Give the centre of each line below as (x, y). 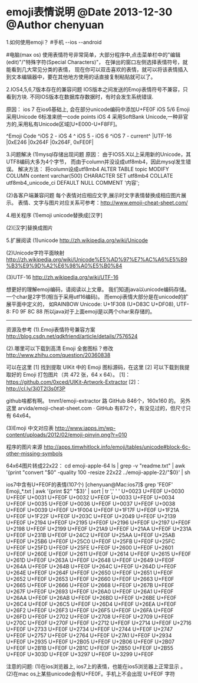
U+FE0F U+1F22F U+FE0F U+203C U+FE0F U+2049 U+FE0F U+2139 (91, 516)
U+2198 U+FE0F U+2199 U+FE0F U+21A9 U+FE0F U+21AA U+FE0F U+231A (99, 528)
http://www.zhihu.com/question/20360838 (58, 355)
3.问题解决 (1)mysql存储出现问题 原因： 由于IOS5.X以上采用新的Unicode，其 (99, 154)
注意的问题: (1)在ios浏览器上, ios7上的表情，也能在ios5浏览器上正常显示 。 (96, 666)
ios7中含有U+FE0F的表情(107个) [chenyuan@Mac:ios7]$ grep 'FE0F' (90, 484)
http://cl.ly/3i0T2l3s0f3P (36, 388)
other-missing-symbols (34, 453)
